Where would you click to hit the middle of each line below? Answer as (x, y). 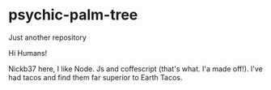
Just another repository (48, 37)
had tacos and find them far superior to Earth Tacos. (95, 77)
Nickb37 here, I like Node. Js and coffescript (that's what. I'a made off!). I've (135, 69)
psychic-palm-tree (73, 15)
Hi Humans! (28, 53)
